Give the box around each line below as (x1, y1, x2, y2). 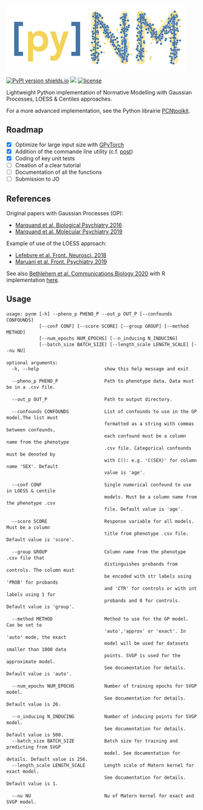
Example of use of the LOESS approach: (6, 240, 107, 247)
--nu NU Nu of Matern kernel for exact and (12, 792, 194, 799)
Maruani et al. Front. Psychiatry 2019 (15, 258, 108, 265)
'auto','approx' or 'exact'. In (104, 628, 187, 634)
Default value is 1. (6, 780, 59, 787)
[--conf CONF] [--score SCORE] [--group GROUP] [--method (38, 323, 189, 329)
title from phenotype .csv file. (104, 530, 189, 537)
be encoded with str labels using (104, 573, 191, 579)
